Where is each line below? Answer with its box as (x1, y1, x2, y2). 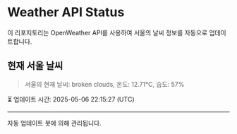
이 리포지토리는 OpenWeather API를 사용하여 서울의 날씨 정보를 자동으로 (7, 28, 208, 37)
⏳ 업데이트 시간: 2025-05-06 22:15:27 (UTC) (7, 95, 135, 103)
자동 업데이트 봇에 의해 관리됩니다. (7, 118, 102, 127)
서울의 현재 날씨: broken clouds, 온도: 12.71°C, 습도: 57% (24, 80, 185, 88)
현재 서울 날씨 (7, 60, 63, 72)
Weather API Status (7, 4, 125, 20)
